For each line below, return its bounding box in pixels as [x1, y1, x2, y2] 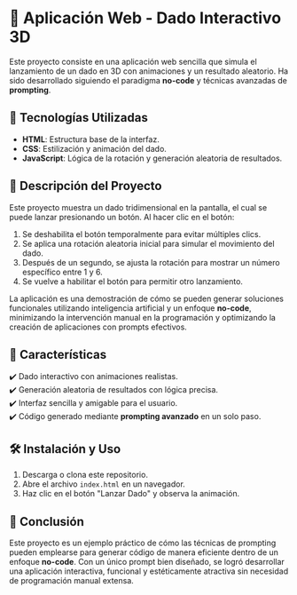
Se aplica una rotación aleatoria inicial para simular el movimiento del [21, 238, 275, 249]
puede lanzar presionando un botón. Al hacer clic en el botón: [9, 211, 235, 222]
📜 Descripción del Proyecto [9, 178, 162, 194]
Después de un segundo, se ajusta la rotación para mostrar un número [21, 257, 281, 267]
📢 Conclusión [9, 514, 84, 529]
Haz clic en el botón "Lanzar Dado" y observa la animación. [21, 488, 240, 499]
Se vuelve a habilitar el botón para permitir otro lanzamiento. [21, 275, 244, 287]
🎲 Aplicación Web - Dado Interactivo [9, 8, 282, 28]
